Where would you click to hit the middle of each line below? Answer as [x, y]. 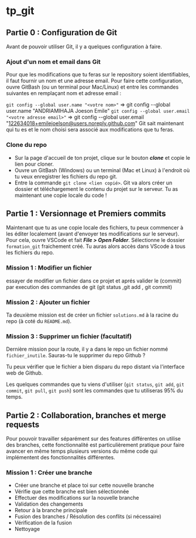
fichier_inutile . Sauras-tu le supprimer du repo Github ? [76, 355]
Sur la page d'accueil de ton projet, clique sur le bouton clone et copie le [102, 157]
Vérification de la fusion [43, 523]
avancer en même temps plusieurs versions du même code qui [82, 451]
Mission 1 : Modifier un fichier [49, 268]
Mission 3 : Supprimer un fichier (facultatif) [69, 336]
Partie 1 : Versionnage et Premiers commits [86, 213]
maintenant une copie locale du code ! [61, 195]
